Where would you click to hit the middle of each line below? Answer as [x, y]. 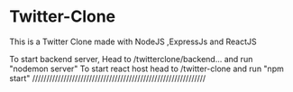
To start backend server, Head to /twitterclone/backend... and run [131, 59]
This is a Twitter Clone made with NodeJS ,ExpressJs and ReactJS [133, 41]
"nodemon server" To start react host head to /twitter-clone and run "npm [146, 69]
